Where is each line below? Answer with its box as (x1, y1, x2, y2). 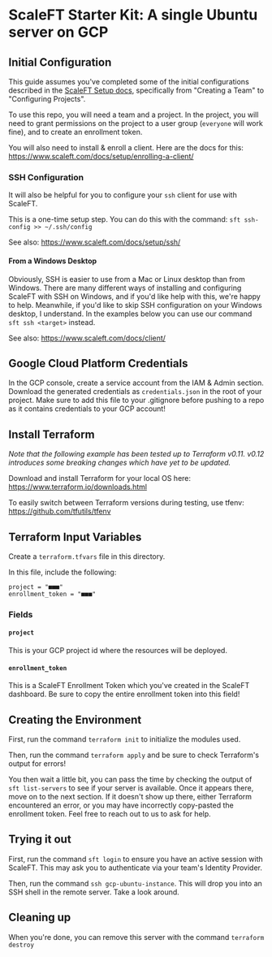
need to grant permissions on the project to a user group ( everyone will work (8, 119, 264, 128)
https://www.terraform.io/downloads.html (8, 482, 148, 492)
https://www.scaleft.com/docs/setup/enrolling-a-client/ (8, 152, 194, 161)
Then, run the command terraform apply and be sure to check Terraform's (8, 750, 260, 760)
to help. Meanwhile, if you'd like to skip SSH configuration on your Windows (8, 300, 262, 310)
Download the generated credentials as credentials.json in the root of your (8, 387, 262, 396)
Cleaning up (8, 911, 71, 925)
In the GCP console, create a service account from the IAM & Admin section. (8, 378, 264, 388)
